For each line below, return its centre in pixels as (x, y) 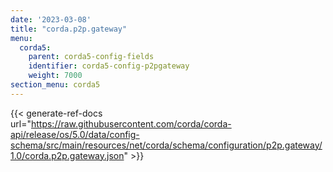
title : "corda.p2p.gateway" (69, 29)
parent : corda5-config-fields (91, 57)
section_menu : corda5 (55, 85)
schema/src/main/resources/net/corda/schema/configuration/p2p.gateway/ (166, 145)
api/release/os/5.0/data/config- (75, 134)
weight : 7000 (55, 76)
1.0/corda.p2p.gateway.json (67, 155)
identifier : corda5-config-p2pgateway (109, 66)
